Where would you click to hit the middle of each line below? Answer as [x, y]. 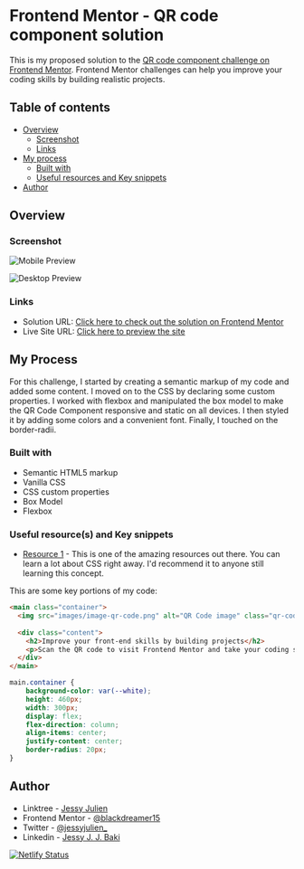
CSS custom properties [66, 491]
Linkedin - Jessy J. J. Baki [71, 836]
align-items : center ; [66, 733]
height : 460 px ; [54, 699]
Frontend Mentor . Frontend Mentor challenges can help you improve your [146, 70]
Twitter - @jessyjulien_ [65, 827]
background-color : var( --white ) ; [89, 691]
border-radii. [33, 430]
